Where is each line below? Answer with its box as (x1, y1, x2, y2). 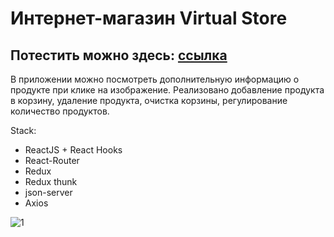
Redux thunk (24, 176, 78, 187)
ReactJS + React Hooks (24, 144, 123, 156)
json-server (24, 187, 73, 198)
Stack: (10, 125, 37, 136)
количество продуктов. (10, 105, 110, 117)
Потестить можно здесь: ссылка (10, 47, 228, 64)
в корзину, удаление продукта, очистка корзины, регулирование (10, 95, 288, 106)
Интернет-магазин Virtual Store (10, 7, 288, 30)
